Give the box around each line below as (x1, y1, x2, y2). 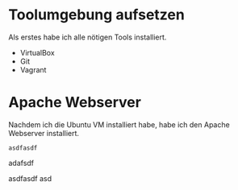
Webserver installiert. (8, 128, 79, 138)
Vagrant (19, 64, 47, 74)
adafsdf (8, 158, 35, 167)
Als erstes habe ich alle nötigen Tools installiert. (8, 32, 167, 42)
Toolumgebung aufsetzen (8, 6, 186, 24)
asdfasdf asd (8, 173, 52, 183)
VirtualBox (19, 47, 55, 57)
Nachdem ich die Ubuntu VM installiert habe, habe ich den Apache (8, 119, 230, 130)
